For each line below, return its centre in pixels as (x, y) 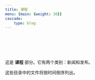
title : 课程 (16, 9)
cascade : (14, 18)
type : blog (25, 23)
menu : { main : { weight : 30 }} (34, 14)
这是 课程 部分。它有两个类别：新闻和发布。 (49, 62)
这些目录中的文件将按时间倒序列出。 (41, 73)
